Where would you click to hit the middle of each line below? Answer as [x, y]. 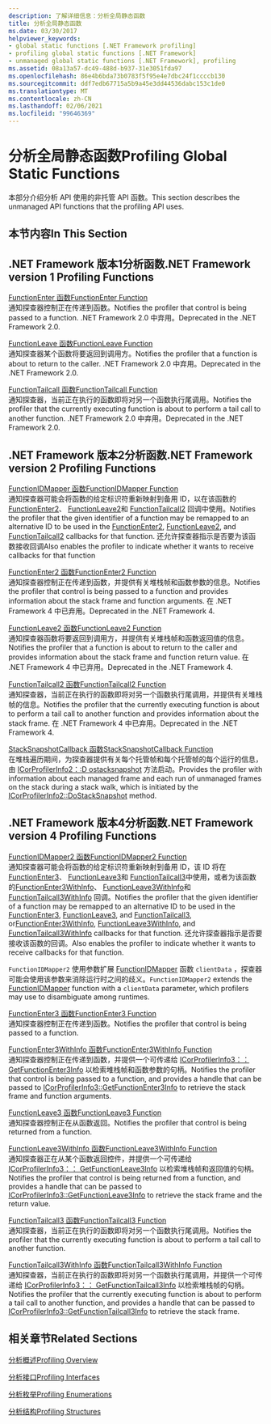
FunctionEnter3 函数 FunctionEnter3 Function [83, 1013]
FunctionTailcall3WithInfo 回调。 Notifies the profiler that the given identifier [133, 897]
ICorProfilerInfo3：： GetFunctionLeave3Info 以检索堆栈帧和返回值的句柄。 [133, 1168]
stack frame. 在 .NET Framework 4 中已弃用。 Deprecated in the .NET [123, 723]
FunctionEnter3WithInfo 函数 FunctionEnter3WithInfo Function [110, 1049]
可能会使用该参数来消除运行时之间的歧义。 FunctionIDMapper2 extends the [130, 979]
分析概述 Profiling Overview [53, 1359]
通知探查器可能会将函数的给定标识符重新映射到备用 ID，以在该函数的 [122, 498]
